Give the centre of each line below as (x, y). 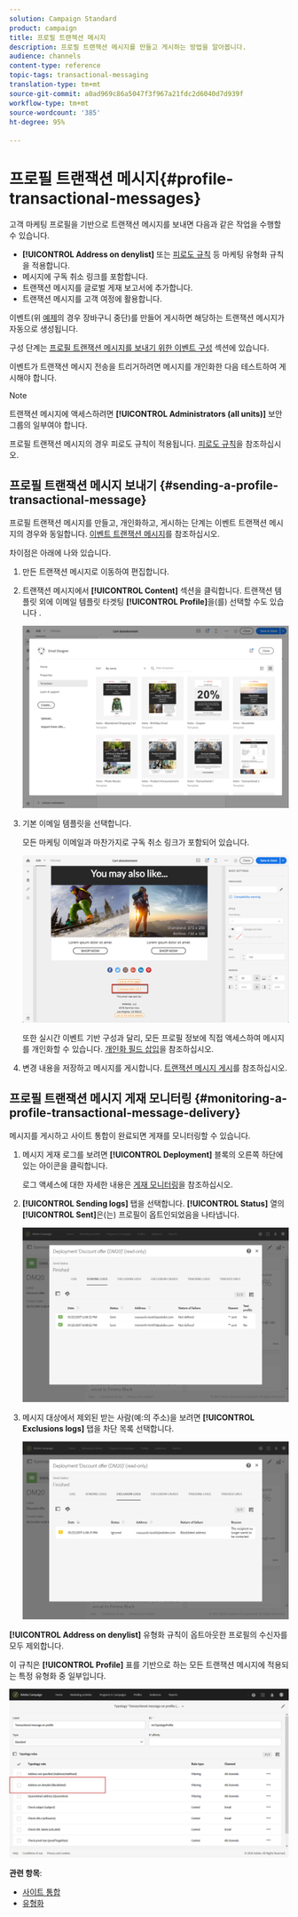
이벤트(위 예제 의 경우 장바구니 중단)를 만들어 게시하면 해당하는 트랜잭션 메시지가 (147, 318)
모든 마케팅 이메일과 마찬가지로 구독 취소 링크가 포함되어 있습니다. (136, 842)
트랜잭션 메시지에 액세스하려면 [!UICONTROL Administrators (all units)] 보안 (146, 414)
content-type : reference (55, 66)
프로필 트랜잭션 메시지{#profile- (122, 179)
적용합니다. (51, 266)
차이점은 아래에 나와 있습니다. (60, 552)
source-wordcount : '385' (55, 112)
